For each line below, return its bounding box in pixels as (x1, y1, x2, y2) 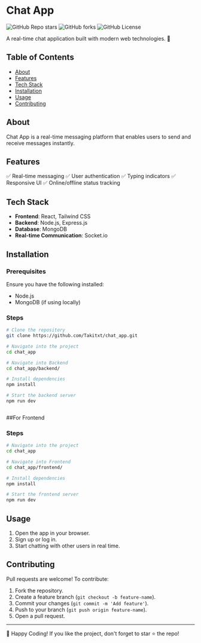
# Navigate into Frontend (6, 458, 71, 465)
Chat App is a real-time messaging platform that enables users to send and (6, 133, 191, 140)
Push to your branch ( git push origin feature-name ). (14, 606, 147, 613)
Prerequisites (6, 267, 46, 275)
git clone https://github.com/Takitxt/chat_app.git (6, 333, 138, 339)
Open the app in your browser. (14, 529, 90, 537)
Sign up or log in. (14, 536, 57, 543)
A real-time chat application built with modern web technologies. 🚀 (6, 35, 170, 42)
